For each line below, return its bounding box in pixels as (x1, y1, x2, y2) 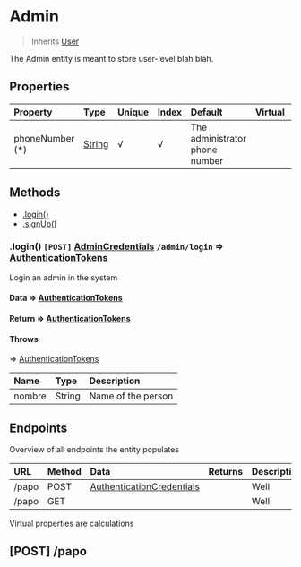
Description (89, 374, 141, 387)
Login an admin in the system (9, 271, 118, 283)
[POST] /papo (9, 544, 88, 559)
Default (190, 106, 223, 118)
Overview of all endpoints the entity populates (9, 444, 180, 455)
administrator (190, 132, 247, 144)
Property (13, 106, 53, 118)
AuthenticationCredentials (90, 481, 200, 494)
